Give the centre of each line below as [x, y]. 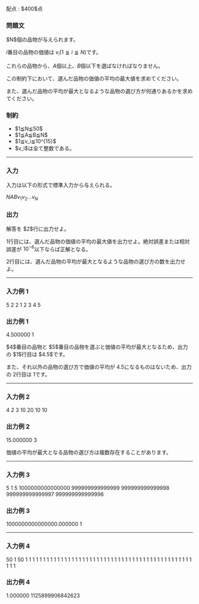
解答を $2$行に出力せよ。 [38, 229]
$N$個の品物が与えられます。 [42, 40]
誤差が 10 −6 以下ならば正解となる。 [49, 248]
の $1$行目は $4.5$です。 [37, 355]
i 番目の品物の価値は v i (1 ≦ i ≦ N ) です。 [54, 53]
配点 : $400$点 [25, 9]
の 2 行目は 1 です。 [28, 374]
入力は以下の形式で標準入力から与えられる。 [61, 185]
